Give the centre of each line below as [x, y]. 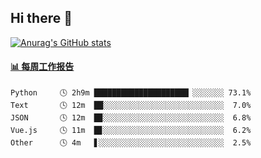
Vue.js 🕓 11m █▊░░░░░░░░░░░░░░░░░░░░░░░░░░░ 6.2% [131, 131]
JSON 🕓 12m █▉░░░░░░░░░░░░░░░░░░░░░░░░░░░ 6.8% [131, 118]
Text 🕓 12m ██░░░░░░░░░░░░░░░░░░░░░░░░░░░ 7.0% [131, 106]
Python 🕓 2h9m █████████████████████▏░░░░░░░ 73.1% [131, 93]
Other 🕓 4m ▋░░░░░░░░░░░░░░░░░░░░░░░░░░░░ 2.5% [131, 143]
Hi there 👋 [41, 18]
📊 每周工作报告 [42, 67]
